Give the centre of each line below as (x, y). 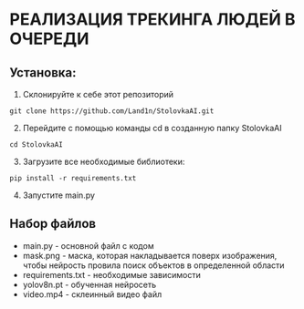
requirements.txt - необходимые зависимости (111, 274)
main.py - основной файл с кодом (88, 245)
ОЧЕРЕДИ (49, 39)
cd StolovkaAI (37, 145)
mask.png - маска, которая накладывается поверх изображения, (150, 255)
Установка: (43, 72)
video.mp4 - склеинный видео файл (92, 294)
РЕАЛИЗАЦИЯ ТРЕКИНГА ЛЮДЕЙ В (152, 20)
